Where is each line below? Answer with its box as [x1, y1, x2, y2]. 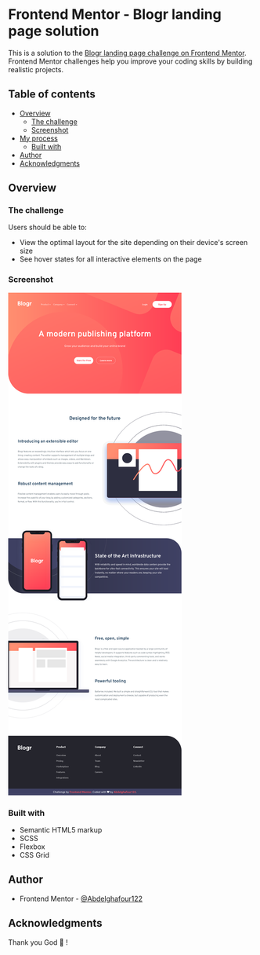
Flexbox [19, 842, 45, 851]
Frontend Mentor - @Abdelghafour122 [19, 894, 143, 903]
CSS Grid [19, 851, 49, 860]
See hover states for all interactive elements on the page [19, 254, 202, 264]
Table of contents [8, 88, 96, 101]
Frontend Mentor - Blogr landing [8, 5, 222, 24]
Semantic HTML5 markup [19, 825, 103, 835]
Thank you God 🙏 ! [8, 937, 68, 947]
